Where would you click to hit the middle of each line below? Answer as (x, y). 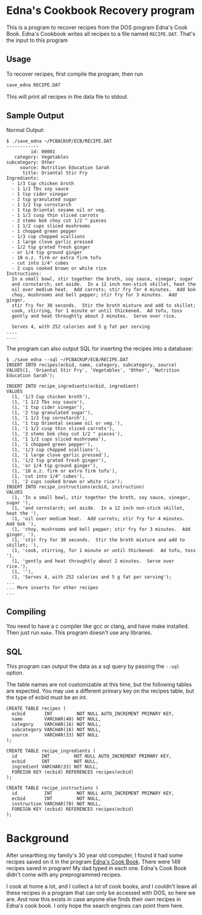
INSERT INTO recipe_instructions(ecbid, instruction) (76, 487)
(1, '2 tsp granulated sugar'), (53, 413)
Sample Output (35, 116)
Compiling (26, 612)
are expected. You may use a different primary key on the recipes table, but (100, 691)
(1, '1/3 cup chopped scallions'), (57, 450)
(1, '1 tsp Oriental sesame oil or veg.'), (67, 424)
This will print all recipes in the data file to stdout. (67, 96)
